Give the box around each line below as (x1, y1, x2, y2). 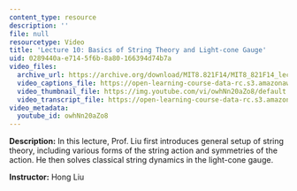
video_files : (9, 63, 57, 72)
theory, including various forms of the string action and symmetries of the (9, 145, 278, 156)
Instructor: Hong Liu (9, 172, 85, 182)
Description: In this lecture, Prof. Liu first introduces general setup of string (9, 136, 285, 147)
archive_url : (17, 71, 65, 80)
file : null (9, 29, 49, 38)
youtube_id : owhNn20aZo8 (17, 111, 109, 120)
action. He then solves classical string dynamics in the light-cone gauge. (9, 155, 274, 165)
